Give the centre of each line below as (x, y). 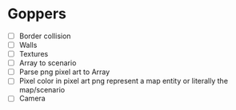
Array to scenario (48, 63)
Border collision (45, 36)
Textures (34, 54)
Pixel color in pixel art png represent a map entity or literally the (124, 81)
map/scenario (42, 90)
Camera (32, 98)
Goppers (37, 14)
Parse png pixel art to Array (64, 72)
